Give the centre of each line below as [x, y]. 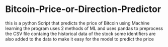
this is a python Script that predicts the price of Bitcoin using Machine [77, 23]
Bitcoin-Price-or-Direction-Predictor [83, 9]
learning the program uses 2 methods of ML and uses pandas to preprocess [84, 28]
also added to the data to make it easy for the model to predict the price [80, 39]
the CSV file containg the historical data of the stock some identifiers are [80, 33]
